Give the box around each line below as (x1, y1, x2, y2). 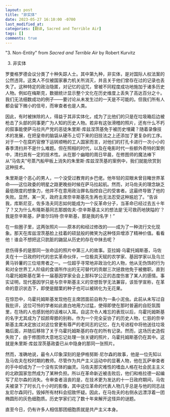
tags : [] (5, 31, 24, 36)
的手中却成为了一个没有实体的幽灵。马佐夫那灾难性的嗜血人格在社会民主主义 (5, 364, 165, 370)
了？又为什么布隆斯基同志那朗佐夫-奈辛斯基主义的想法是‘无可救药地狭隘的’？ (5, 206, 165, 213)
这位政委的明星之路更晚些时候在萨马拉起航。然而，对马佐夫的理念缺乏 (18, 181, 165, 187)
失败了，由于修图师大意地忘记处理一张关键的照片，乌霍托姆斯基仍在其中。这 (5, 334, 165, 340)
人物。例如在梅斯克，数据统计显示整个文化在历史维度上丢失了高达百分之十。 (5, 90, 165, 96)
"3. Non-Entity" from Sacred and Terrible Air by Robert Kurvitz (5, 49, 136, 56)
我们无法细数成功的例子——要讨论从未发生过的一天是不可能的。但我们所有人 (5, 96, 165, 102)
